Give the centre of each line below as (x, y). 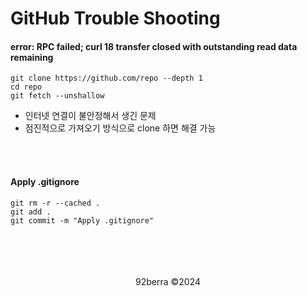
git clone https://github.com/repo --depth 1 (106, 78)
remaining (32, 57)
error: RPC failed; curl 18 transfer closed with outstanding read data (154, 46)
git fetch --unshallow (57, 96)
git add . (31, 212)
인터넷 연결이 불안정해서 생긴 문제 (90, 116)
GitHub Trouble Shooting (115, 18)
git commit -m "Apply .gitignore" (82, 220)
